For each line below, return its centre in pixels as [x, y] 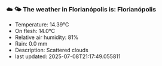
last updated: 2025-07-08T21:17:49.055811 [68, 56]
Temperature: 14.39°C [42, 25]
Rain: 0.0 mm [31, 44]
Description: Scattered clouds [51, 50]
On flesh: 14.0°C [35, 31]
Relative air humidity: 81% [47, 37]
